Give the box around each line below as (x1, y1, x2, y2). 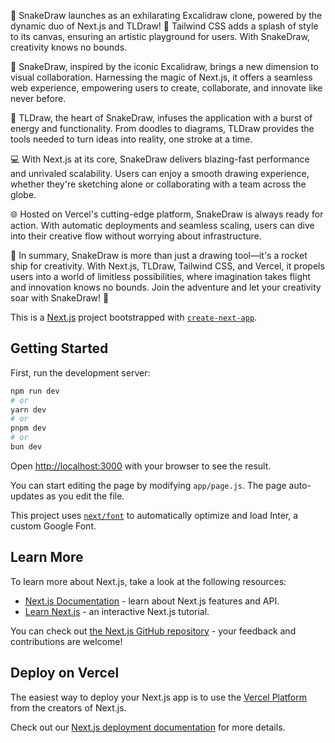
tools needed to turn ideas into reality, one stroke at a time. (10, 133, 253, 145)
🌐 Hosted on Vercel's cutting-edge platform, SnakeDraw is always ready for (10, 208, 324, 220)
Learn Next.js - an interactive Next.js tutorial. (24, 605, 210, 617)
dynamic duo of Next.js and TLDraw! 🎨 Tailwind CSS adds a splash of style (10, 20, 319, 32)
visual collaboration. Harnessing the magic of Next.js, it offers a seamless (10, 71, 313, 83)
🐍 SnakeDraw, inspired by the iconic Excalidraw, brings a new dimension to (10, 61, 320, 72)
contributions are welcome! (10, 635, 123, 647)
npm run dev (10, 386, 60, 396)
